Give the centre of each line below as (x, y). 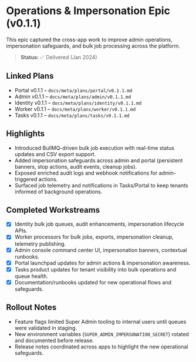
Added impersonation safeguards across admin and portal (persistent (99, 160)
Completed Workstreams (53, 210)
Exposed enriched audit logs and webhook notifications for (86, 173)
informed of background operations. (58, 192)
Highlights (26, 134)
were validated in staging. (46, 328)
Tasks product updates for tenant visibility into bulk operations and (95, 269)
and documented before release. (54, 340)
